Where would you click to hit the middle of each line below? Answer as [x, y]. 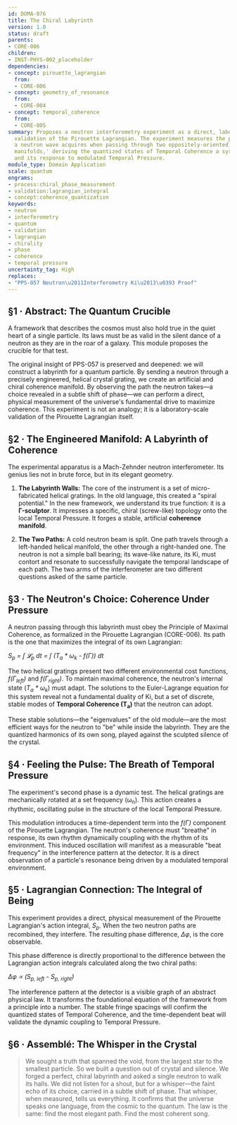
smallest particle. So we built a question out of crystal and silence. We [127, 1069]
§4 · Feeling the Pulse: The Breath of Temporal [111, 764]
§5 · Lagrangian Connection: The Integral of [105, 890]
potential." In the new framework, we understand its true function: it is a [122, 503]
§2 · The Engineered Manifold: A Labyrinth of [108, 439]
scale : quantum [30, 171]
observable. [25, 942]
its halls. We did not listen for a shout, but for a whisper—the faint [120, 1083]
